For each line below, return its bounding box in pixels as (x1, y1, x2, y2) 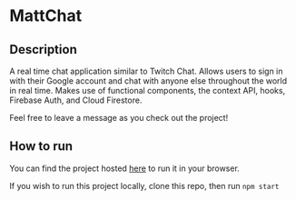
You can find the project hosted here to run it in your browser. (9, 163, 241, 174)
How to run (9, 138, 74, 155)
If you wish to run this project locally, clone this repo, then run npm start (9, 180, 280, 191)
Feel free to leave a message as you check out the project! (9, 113, 229, 123)
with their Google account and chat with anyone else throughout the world (9, 75, 288, 86)
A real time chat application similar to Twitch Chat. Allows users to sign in (9, 65, 283, 76)
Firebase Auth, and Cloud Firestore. (9, 95, 143, 105)
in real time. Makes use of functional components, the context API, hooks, (9, 85, 286, 95)
